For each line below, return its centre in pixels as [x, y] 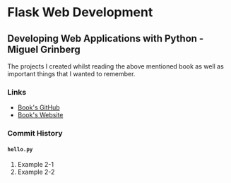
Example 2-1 [36, 165]
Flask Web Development [80, 12]
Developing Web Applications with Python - [106, 39]
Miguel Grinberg [44, 49]
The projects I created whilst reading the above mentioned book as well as [115, 66]
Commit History [35, 134]
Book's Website [40, 115]
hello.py [20, 149]
